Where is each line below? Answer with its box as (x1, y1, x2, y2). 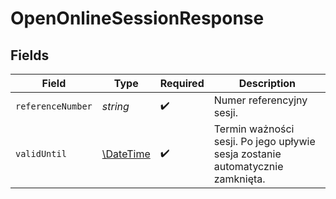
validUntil (15, 148, 67, 159)
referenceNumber (15, 101, 93, 112)
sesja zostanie (213, 147, 282, 161)
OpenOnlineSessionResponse (10, 7, 265, 30)
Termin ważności (213, 122, 295, 136)
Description (238, 77, 297, 90)
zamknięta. (213, 172, 266, 186)
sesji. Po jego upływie (213, 135, 316, 148)
